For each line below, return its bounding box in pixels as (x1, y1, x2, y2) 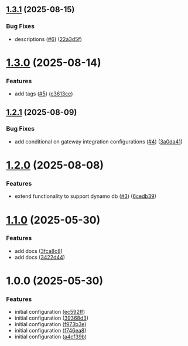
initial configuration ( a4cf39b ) (14, 333, 87, 340)
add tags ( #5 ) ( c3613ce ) (14, 90, 73, 97)
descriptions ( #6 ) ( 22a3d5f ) (14, 35, 82, 43)
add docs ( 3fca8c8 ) (14, 247, 63, 254)
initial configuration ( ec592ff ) (14, 309, 86, 316)
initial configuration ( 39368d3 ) (14, 314, 89, 321)
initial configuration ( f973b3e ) (14, 321, 87, 328)
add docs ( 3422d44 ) (14, 253, 66, 261)
